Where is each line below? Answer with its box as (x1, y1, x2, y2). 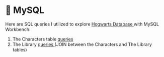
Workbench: (5, 26, 31, 32)
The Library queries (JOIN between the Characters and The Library (12, 41, 152, 47)
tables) (12, 46, 27, 52)
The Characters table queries (12, 36, 73, 42)
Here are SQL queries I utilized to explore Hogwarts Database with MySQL (5, 21, 159, 27)
